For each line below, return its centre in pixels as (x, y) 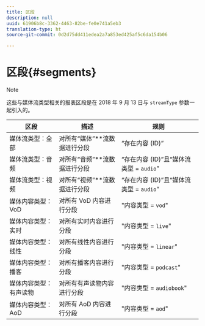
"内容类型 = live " (146, 226)
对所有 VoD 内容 (82, 201)
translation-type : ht (34, 29)
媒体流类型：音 (31, 159)
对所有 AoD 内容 (82, 304)
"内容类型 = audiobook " (154, 288)
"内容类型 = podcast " (151, 267)
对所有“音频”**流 (84, 159)
